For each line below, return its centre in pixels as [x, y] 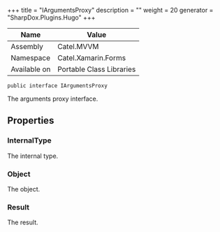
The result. [23, 222]
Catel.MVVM [78, 46]
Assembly [27, 46]
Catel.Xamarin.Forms [91, 58]
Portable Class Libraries [96, 69]
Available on [31, 69]
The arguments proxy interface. [53, 99]
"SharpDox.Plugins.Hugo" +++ [51, 17]
